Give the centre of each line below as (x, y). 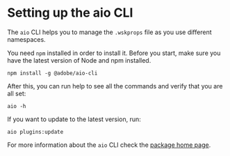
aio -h (17, 106)
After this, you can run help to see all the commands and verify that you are (115, 86)
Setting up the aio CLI (70, 13)
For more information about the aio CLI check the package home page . (109, 145)
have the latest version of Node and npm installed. (79, 60)
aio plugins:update (35, 132)
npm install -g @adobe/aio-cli (52, 73)
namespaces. (27, 39)
